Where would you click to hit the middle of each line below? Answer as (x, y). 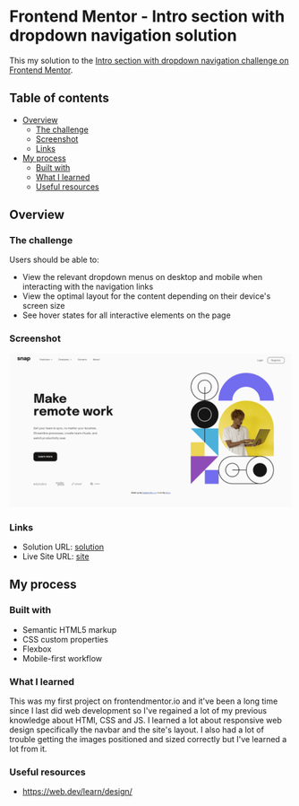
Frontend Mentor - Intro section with (147, 17)
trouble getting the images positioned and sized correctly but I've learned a (148, 739)
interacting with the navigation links (88, 287)
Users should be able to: (55, 260)
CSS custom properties (65, 639)
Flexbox (37, 649)
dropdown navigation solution (123, 35)
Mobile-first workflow (62, 658)
